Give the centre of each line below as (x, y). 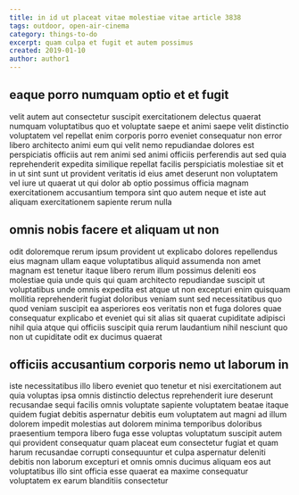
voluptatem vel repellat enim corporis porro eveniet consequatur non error (146, 136)
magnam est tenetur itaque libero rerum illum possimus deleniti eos (133, 270)
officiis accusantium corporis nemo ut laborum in (149, 365)
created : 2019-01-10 (48, 51)
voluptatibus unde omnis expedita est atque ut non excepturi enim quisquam (150, 289)
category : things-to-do (54, 34)
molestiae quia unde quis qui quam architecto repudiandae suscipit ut (137, 280)
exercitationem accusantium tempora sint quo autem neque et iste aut (138, 192)
